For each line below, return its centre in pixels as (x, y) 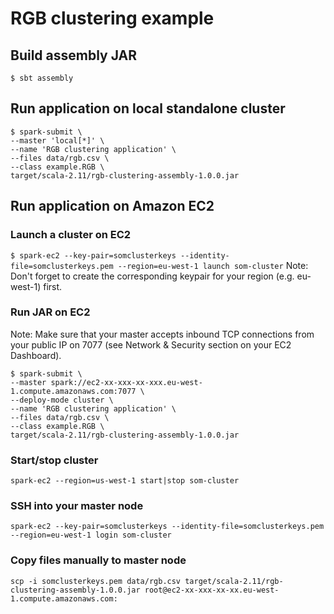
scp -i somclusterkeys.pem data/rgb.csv (96, 581)
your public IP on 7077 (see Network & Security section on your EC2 (151, 344)
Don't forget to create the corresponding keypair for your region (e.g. (152, 276)
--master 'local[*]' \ (57, 140)
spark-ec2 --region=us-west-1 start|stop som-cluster (125, 481)
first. (53, 286)
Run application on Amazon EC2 (112, 206)
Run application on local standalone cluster (148, 108)
